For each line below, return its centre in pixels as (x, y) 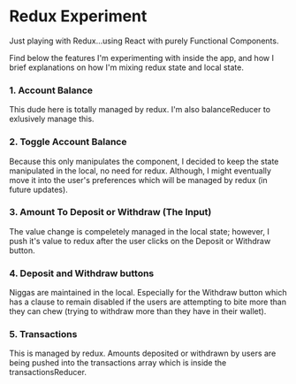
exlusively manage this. (52, 119)
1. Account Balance (51, 90)
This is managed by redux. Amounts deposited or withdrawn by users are (143, 353)
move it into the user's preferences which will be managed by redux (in (138, 180)
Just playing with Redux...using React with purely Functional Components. (144, 41)
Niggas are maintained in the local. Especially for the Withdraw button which (148, 293)
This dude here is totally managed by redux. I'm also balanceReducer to (140, 110)
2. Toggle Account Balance (68, 142)
